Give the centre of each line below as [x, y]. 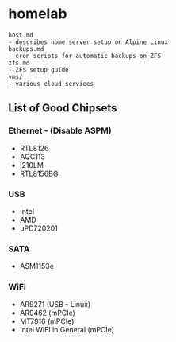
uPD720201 [38, 228]
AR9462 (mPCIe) [47, 313]
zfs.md [19, 63]
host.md [21, 35]
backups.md [26, 49]
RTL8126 [34, 148]
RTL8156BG [39, 173]
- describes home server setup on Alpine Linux [88, 42]
